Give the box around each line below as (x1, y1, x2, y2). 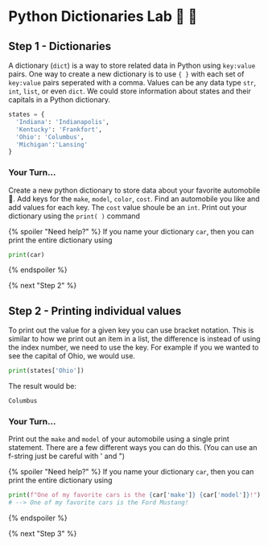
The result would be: (8, 382, 76, 391)
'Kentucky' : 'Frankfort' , (15, 125, 103, 134)
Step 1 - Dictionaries (8, 39, 112, 53)
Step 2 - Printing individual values (8, 304, 182, 317)
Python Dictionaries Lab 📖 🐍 (8, 7, 198, 26)
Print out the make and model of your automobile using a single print (8, 434, 229, 444)
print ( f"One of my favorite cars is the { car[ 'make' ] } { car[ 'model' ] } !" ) (8, 491, 262, 499)
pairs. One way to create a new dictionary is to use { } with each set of (8, 69, 245, 79)
